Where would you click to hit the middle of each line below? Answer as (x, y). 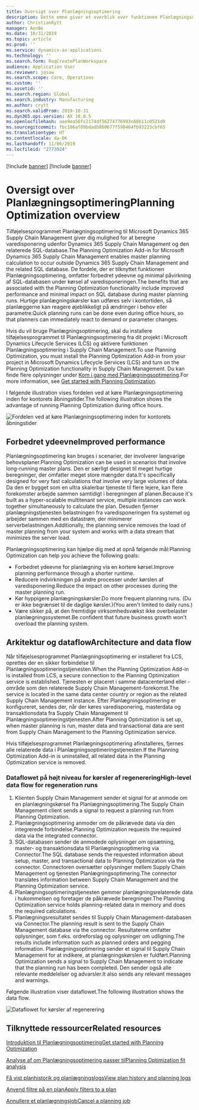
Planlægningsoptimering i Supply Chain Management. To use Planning (91, 350)
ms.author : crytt (28, 105)
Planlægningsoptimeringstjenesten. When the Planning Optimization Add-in (97, 669)
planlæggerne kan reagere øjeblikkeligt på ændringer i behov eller (87, 307)
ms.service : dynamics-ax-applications (54, 50)
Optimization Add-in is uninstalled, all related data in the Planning (86, 756)
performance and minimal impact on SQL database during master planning (97, 294)
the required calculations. (46, 911)
